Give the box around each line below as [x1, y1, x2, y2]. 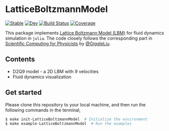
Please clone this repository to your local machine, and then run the [5, 101, 146, 107]
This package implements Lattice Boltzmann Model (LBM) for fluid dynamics [5, 30, 164, 36]
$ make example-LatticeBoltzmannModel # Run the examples [5, 121, 132, 126]
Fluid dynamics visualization [12, 74, 72, 80]
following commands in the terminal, [5, 107, 81, 113]
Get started [5, 88, 42, 97]
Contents [5, 55, 35, 64]
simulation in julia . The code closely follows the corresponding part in [5, 35, 153, 41]
